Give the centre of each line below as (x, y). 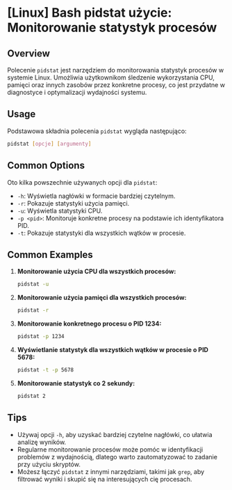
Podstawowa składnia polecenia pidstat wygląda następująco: (97, 131)
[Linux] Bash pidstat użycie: (90, 13)
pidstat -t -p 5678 (45, 370)
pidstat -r (33, 311)
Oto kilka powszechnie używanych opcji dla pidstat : (82, 182)
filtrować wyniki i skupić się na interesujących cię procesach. (105, 479)
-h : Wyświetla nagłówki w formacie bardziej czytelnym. (96, 196)
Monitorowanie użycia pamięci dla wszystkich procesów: (102, 298)
